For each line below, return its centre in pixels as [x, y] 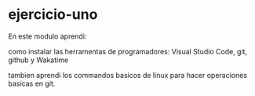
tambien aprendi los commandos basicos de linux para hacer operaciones [128, 75]
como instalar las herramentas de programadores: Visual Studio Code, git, [128, 51]
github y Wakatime [38, 60]
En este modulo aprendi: [47, 36]
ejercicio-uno [53, 15]
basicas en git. [32, 83]
